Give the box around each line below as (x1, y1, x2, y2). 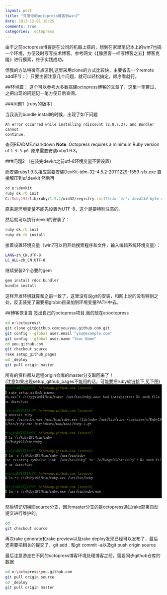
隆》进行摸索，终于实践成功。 (5, 56, 66, 62)
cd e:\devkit (5, 186, 32, 191)
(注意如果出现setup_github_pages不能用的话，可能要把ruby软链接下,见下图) (5, 378, 161, 384)
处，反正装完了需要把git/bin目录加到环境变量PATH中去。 (5, 299, 121, 305)
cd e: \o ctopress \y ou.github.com (5, 569, 72, 574)
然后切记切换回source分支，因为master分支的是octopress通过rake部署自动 (5, 504, 159, 510)
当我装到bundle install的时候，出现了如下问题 (5, 111, 98, 117)
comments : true (5, 24, 37, 29)
